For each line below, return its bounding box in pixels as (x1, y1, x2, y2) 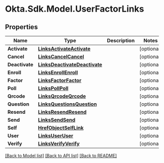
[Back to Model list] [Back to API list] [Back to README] (5, 153, 117, 159)
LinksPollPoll (38, 85, 69, 91)
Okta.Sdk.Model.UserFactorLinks (5, 3, 144, 15)
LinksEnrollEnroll (38, 69, 78, 76)
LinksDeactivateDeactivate (38, 61, 102, 68)
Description (106, 37, 135, 44)
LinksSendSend (38, 117, 76, 123)
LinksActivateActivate (38, 45, 91, 52)
